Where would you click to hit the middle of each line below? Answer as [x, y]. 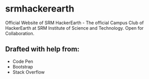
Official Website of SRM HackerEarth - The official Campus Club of [75, 23]
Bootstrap [23, 66]
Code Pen [23, 61]
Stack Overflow [29, 72]
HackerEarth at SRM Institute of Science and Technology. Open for [74, 28]
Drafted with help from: [42, 49]
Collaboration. [20, 33]
